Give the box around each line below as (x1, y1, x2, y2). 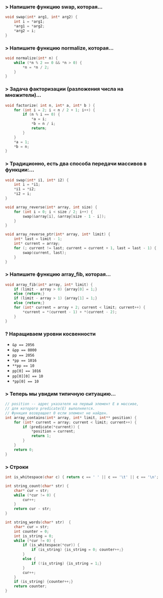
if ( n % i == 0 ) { (23, 112, 60, 117)
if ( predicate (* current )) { (23, 424, 80, 429)
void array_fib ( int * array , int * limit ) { (5, 282, 93, 287)
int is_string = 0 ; (14, 534, 54, 538)
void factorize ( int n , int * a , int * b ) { (5, 103, 95, 108)
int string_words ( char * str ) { (5, 520, 71, 525)
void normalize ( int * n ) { (5, 56, 58, 60)
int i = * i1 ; (14, 182, 41, 187)
